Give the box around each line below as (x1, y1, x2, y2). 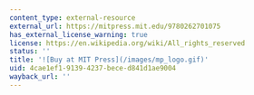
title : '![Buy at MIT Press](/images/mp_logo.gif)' (9, 55, 209, 64)
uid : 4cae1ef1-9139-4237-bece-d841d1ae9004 (9, 64, 177, 73)
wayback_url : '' (9, 72, 71, 81)
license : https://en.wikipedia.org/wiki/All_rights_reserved (9, 38, 246, 48)
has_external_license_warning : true (9, 30, 148, 39)
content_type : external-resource (9, 13, 136, 23)
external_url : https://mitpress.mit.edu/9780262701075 (9, 22, 221, 31)
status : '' (9, 47, 51, 56)
